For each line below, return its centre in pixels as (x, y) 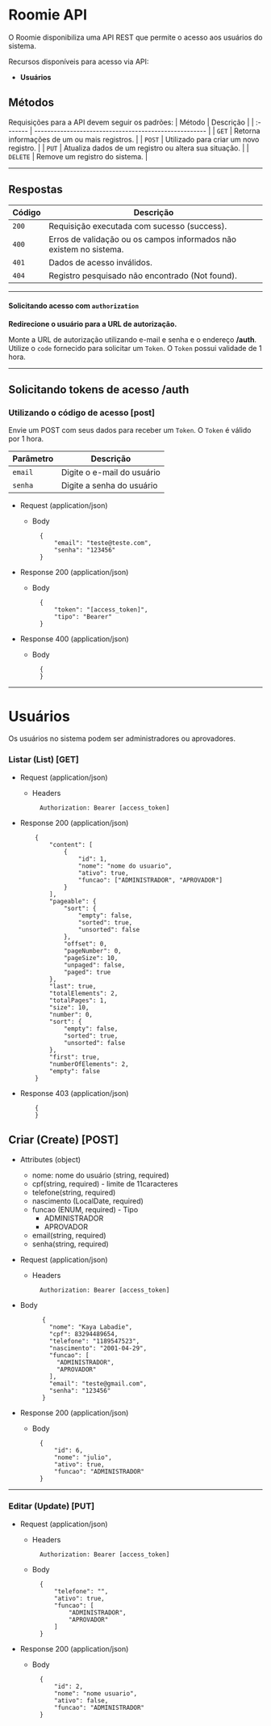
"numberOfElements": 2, (89, 1064)
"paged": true (87, 972)
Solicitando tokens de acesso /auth (99, 390)
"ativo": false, (81, 1700)
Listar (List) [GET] (44, 759)
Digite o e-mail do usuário (111, 472)
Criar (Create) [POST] (64, 1140)
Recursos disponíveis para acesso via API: (79, 61)
